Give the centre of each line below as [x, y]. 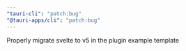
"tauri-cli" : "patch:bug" [44, 14]
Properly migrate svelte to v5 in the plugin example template [93, 40]
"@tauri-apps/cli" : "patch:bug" [53, 20]
